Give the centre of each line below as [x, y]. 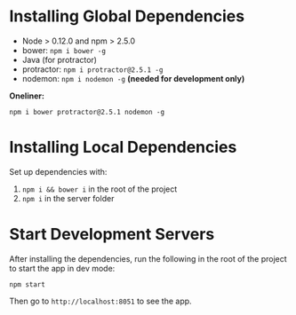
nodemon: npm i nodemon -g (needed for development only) [133, 78]
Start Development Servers [112, 235]
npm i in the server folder [68, 198]
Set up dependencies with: [58, 171]
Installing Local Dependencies [123, 147]
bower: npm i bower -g [64, 50]
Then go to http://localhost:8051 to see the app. [101, 301]
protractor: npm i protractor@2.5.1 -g [92, 69]
